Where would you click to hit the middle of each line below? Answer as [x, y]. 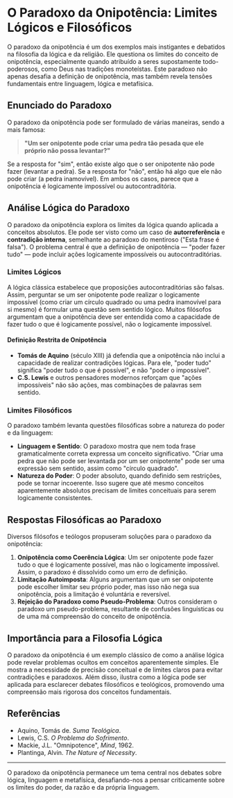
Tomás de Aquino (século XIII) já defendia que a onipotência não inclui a [121, 356]
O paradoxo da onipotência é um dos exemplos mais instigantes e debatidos [116, 47]
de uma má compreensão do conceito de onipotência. [94, 617]
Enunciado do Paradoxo [60, 106]
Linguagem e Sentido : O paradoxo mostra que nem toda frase [106, 447]
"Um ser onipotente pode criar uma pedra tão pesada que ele [114, 143]
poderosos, [24, 69]
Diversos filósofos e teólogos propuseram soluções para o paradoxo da [109, 537]
